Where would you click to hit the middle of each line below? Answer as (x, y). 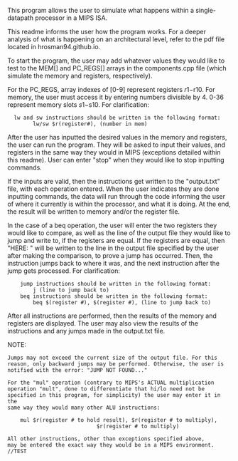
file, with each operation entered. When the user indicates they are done (113, 189)
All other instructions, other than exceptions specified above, (106, 439)
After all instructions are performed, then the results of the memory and (112, 316)
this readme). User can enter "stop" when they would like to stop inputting (116, 160)
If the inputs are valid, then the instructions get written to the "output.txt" (114, 181)
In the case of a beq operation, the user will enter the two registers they (112, 225)
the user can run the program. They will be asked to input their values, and (117, 145)
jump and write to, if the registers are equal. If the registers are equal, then (116, 240)
